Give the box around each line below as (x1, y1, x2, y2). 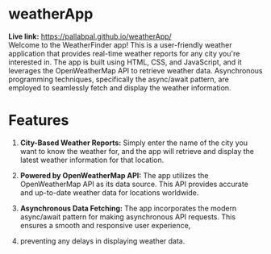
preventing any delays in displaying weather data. (19, 235, 186, 246)
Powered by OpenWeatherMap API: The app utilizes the (19, 170, 209, 180)
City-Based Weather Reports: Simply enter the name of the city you (19, 138, 248, 148)
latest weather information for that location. (19, 155, 165, 164)
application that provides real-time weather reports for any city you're (8, 48, 240, 58)
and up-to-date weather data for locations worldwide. (19, 187, 199, 198)
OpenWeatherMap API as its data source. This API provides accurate (19, 179, 248, 189)
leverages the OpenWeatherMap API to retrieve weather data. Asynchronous (8, 65, 263, 75)
